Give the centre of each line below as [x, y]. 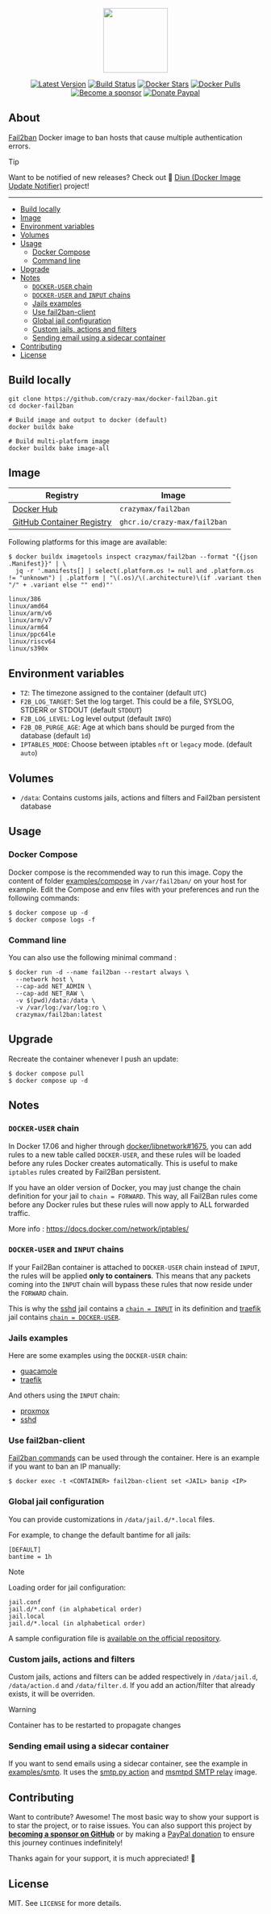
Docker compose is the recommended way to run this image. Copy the [126, 872]
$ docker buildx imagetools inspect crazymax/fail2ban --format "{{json [133, 557]
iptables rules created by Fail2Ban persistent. [85, 1172]
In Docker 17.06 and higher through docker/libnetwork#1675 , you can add [130, 1146]
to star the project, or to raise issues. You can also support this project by [130, 1826]
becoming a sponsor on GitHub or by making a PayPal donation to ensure [132, 1834]
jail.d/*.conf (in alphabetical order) [75, 1609]
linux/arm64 [28, 628]
